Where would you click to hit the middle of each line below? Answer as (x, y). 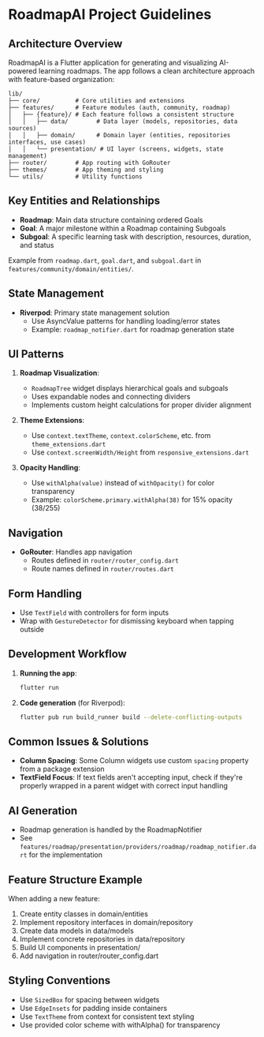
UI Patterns (36, 354)
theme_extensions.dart (69, 445)
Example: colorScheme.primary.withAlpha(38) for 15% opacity (132, 500)
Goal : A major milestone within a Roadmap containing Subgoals (123, 228)
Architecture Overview (65, 44)
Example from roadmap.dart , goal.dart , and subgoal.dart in (105, 260)
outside (32, 630)
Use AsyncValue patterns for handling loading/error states (126, 320)
